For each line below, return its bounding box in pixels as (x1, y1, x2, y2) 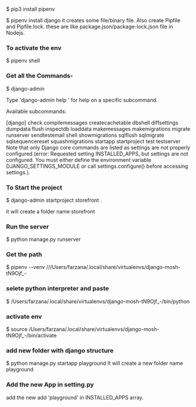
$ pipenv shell (6, 57, 40, 64)
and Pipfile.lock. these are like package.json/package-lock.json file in (6, 23, 174, 30)
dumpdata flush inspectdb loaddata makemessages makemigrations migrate (6, 125, 191, 132)
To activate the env (6, 44, 61, 52)
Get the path (6, 250, 42, 258)
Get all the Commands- (6, 72, 73, 80)
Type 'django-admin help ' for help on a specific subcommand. (6, 96, 158, 104)
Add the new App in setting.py (6, 381, 94, 389)
